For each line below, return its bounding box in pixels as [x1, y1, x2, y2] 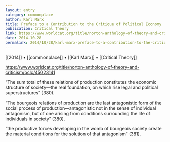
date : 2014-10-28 [5, 36, 42, 41]
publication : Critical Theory [5, 26, 69, 31]
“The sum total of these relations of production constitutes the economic [5, 79, 157, 85]
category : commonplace [5, 12, 53, 17]
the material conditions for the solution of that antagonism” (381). [5, 131, 141, 137]
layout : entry [5, 7, 35, 13]
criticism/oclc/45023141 [5, 69, 56, 75]
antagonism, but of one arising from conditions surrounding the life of [5, 110, 151, 116]
